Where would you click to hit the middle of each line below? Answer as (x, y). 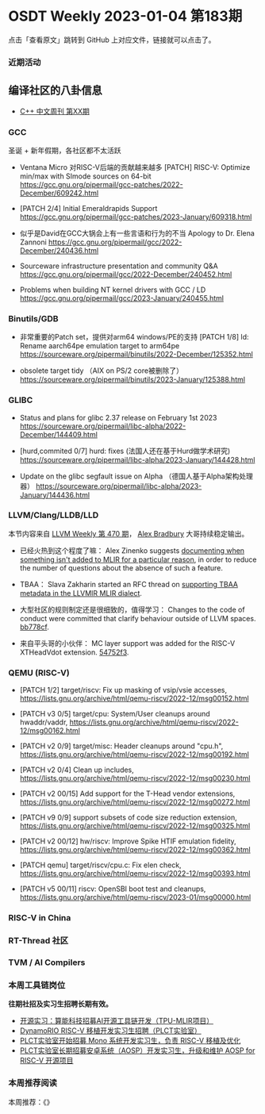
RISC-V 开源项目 (46, 1061)
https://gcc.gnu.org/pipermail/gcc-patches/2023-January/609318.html (136, 217)
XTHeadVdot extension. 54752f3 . (74, 652)
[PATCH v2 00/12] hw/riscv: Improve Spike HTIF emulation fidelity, (128, 841)
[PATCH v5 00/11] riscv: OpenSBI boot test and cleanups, (113, 889)
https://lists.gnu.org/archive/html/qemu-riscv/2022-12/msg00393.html (135, 874)
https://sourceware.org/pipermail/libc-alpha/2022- (103, 426)
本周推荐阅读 (33, 1083)
